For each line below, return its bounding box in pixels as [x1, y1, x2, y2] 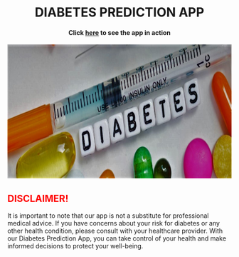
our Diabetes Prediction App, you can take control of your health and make [7, 234, 226, 243]
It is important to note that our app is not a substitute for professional [7, 211, 209, 220]
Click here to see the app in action [68, 28, 171, 36]
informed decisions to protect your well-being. [7, 242, 144, 251]
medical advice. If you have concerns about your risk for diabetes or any [7, 219, 221, 228]
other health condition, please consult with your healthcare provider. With [7, 226, 223, 236]
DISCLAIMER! [7, 192, 69, 204]
